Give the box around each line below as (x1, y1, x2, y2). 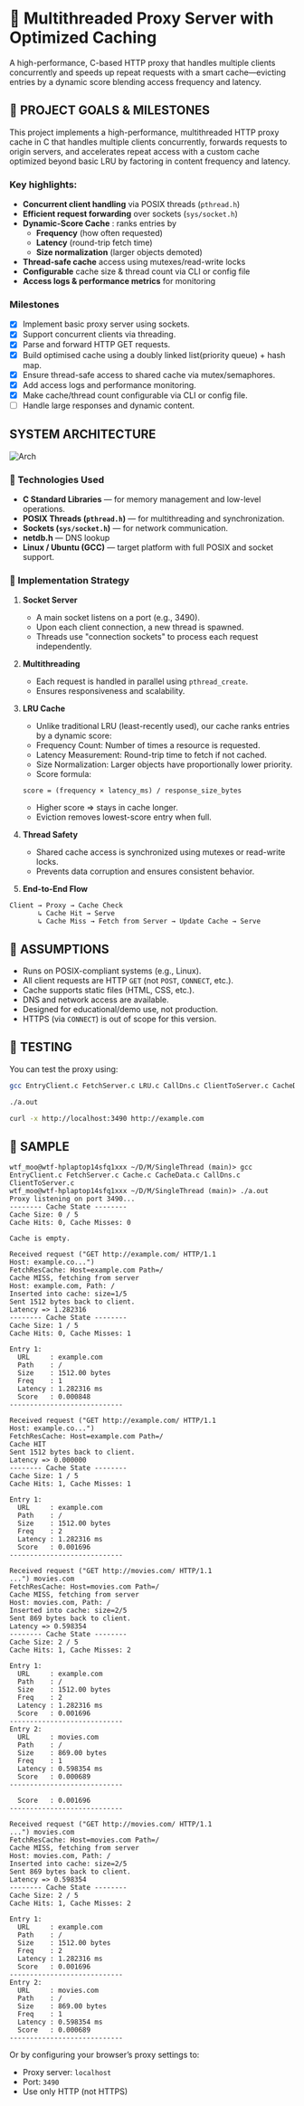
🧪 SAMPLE (9, 1139, 70, 1154)
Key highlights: (9, 178, 78, 191)
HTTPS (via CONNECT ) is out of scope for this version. (22, 1013, 217, 1025)
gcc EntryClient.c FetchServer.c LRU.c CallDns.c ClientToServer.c (9, 1081, 270, 1090)
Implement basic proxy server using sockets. (22, 318, 190, 329)
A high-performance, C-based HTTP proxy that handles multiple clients (9, 57, 276, 68)
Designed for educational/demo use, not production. (22, 1004, 219, 1015)
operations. (22, 503, 66, 514)
